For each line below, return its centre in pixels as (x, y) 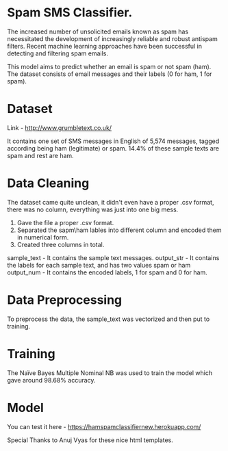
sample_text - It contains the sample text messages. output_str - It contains (113, 257)
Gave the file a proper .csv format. (65, 222)
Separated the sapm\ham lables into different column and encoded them (119, 230)
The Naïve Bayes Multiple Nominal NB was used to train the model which (110, 373)
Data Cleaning (48, 183)
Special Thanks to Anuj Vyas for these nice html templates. (90, 440)
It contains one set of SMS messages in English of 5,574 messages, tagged (113, 141)
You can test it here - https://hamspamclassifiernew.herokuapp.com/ (104, 426)
